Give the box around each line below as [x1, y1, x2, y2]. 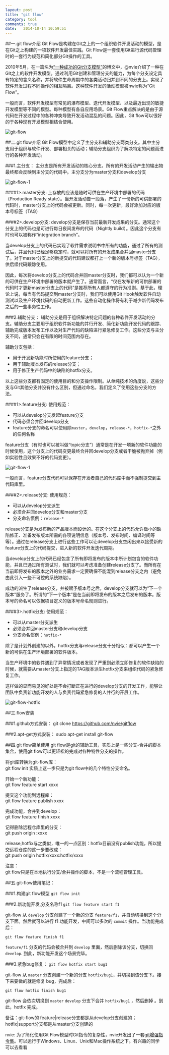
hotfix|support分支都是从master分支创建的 [5, 1021, 93, 1027]
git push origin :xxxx [5, 830, 47, 836]
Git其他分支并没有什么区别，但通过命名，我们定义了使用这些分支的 [14, 384, 152, 391]
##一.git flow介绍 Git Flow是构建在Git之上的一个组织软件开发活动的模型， [5, 41, 157, 47]
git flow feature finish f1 [5, 934, 64, 940]
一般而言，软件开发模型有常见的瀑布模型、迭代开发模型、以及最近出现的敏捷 [5, 100, 164, 106]
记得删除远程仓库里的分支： [5, 824, 63, 830]
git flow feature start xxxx [5, 782, 59, 788]
